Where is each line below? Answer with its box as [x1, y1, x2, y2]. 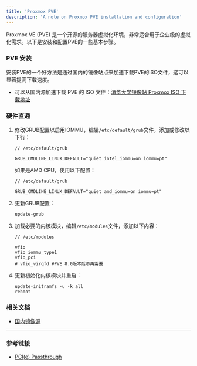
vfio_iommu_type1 [14, 250, 57, 256]
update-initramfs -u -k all [14, 284, 83, 290]
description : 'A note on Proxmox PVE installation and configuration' [6, 14, 182, 20]
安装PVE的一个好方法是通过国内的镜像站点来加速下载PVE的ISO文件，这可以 [6, 69, 189, 76]
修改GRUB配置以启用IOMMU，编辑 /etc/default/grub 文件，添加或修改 [14, 127, 185, 134]
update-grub [14, 212, 44, 218]
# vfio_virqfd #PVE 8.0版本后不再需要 [14, 261, 104, 267]
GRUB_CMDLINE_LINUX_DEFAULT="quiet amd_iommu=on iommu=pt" [14, 189, 162, 195]
